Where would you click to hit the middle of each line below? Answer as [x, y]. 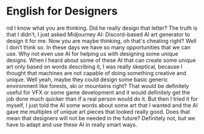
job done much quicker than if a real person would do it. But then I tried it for [102, 99]
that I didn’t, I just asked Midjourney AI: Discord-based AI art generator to [98, 34]
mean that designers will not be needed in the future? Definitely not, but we [101, 118]
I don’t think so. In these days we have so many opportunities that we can [98, 47]
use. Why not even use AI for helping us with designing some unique [92, 53]
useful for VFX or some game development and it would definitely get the [98, 92]
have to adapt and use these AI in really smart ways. [72, 124]
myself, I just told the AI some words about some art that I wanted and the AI [102, 105]
